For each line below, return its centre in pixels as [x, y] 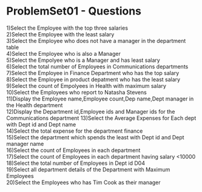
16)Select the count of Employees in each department [73, 150]
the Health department [35, 105]
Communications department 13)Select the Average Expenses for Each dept [101, 118]
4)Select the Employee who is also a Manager [64, 53]
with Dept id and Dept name [41, 124]
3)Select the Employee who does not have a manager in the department [96, 41]
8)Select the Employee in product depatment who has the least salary [93, 79]
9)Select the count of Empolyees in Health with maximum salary [86, 85]
